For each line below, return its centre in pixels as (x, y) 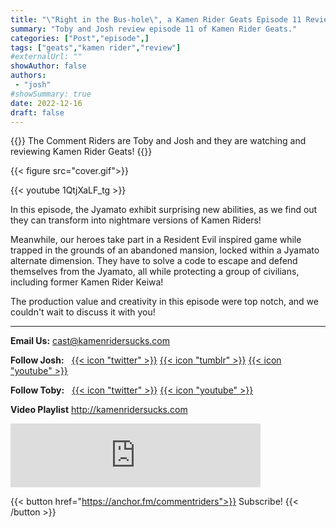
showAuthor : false (48, 66)
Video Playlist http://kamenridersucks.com (99, 410)
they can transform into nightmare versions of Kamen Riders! (136, 220)
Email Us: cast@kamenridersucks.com (90, 341)
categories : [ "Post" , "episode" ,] (80, 38)
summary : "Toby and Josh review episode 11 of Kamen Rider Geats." (154, 29)
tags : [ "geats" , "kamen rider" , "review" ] (96, 47)
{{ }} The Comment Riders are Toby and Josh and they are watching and (158, 141)
